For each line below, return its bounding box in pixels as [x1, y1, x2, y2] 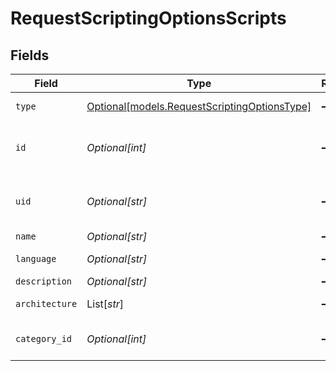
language [15, 253, 57, 264]
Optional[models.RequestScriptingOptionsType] [86, 100, 312, 113]
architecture [15, 298, 78, 309]
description [15, 276, 73, 287]
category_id [15, 333, 73, 344]
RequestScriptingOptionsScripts [10, 7, 287, 30]
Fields [10, 47, 50, 64]
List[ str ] [86, 297, 125, 311]
